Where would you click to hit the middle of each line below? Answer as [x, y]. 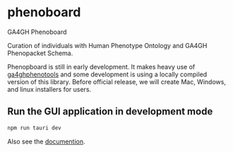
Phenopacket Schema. [40, 53]
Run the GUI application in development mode [110, 111]
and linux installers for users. [49, 89]
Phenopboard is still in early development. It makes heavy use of [101, 66]
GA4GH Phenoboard [37, 32]
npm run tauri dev [34, 128]
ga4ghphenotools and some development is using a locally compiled [107, 74]
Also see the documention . [47, 141]
